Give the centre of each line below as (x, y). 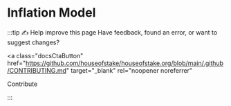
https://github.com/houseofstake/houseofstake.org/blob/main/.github (124, 63)
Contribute (22, 84)
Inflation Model (52, 13)
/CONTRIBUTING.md (37, 70)
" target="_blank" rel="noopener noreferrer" (129, 70)
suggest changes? (34, 42)
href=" (17, 63)
